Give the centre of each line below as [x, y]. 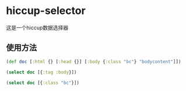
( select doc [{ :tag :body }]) [41, 72]
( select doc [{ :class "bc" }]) [43, 83]
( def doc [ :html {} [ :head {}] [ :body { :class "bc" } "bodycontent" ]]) [94, 62]
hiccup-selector [46, 11]
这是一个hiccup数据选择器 [37, 27]
